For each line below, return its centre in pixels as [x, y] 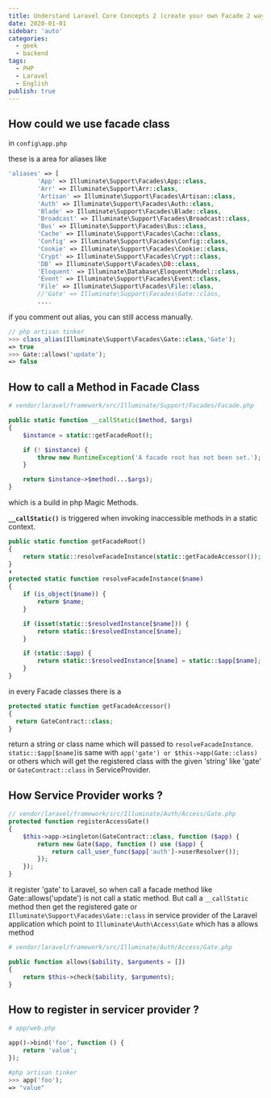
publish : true [32, 91]
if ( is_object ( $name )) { [65, 594]
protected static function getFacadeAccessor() [90, 706]
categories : [28, 38]
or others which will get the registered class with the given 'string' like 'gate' [135, 762]
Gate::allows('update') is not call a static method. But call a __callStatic [128, 898]
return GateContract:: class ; [65, 721]
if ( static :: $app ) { [57, 653]
